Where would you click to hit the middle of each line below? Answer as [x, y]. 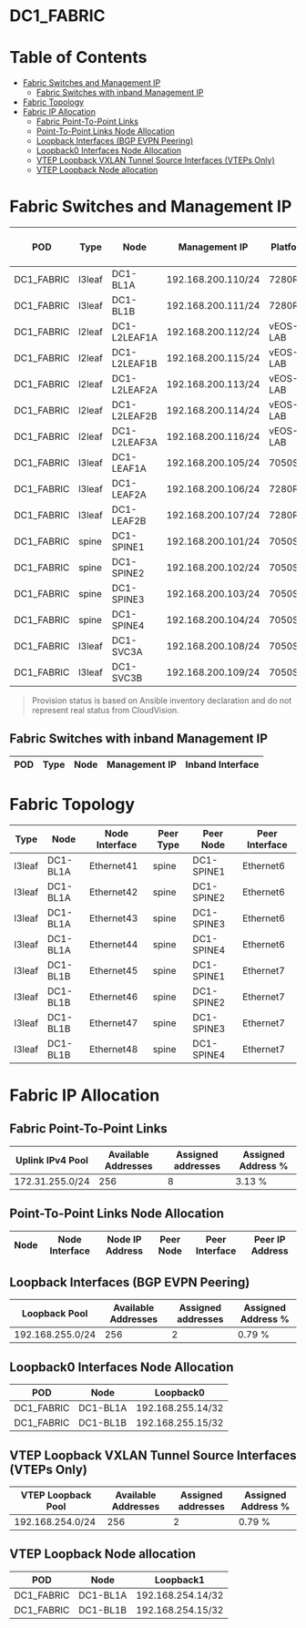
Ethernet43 [114, 918]
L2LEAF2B [134, 416]
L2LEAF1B [134, 363]
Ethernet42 [114, 892]
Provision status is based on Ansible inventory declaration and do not [162, 701]
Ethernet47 [114, 1023]
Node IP [124, 1239]
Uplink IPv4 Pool [52, 1160]
